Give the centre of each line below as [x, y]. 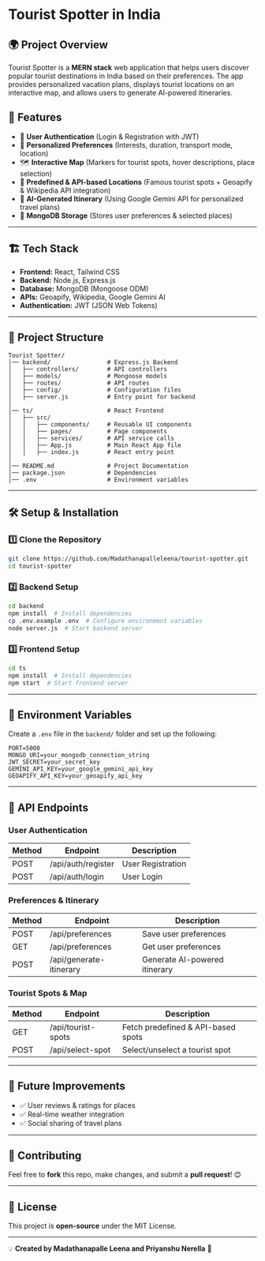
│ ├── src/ [30, 418]
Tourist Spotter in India [85, 15]
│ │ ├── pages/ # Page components [88, 432]
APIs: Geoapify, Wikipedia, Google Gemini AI [92, 297]
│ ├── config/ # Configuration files [95, 390]
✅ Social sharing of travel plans [71, 1123]
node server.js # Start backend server [76, 628]
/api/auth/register [82, 864]
